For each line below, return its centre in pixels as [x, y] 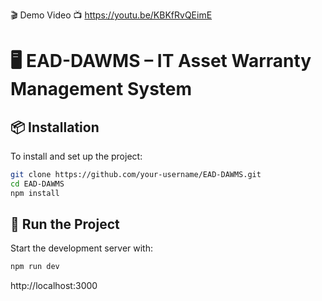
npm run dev [35, 267]
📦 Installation [55, 127]
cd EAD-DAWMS [37, 184]
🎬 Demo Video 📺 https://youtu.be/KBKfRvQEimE [111, 15]
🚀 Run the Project [65, 224]
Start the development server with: [81, 248]
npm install [35, 193]
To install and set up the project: [76, 156]
